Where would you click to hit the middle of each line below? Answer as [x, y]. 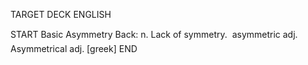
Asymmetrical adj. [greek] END [74, 48]
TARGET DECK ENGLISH [61, 14]
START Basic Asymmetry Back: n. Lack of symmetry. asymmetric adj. [154, 34]
